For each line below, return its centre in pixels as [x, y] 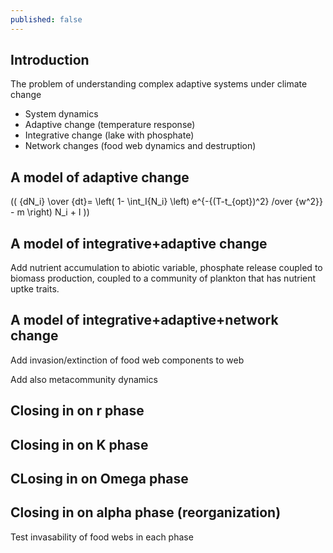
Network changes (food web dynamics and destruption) [140, 146]
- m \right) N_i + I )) [50, 212]
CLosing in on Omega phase [99, 479]
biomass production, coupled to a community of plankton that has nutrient [163, 278]
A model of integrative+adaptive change [139, 243]
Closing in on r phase [77, 411]
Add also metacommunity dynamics [84, 379]
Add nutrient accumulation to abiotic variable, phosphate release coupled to [166, 268]
